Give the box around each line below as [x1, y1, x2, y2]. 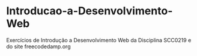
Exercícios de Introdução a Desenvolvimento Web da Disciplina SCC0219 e [6, 36, 192, 43]
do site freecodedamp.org [6, 43, 71, 50]
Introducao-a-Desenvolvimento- [6, 4, 173, 18]
